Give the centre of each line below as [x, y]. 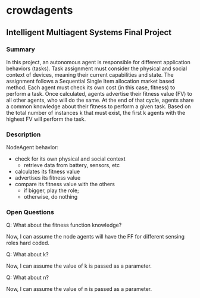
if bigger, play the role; [51, 190]
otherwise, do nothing [51, 197]
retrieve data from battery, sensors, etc [72, 165]
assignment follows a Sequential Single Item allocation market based [90, 81]
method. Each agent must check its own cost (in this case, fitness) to [91, 87]
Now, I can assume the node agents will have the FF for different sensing [96, 237]
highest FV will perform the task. [46, 119]
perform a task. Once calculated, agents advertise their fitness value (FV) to [99, 93]
